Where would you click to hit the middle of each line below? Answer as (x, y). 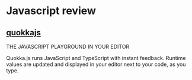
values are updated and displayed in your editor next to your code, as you (96, 64)
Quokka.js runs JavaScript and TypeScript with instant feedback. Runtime (96, 58)
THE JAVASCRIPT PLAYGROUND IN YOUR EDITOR (68, 46)
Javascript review (51, 11)
